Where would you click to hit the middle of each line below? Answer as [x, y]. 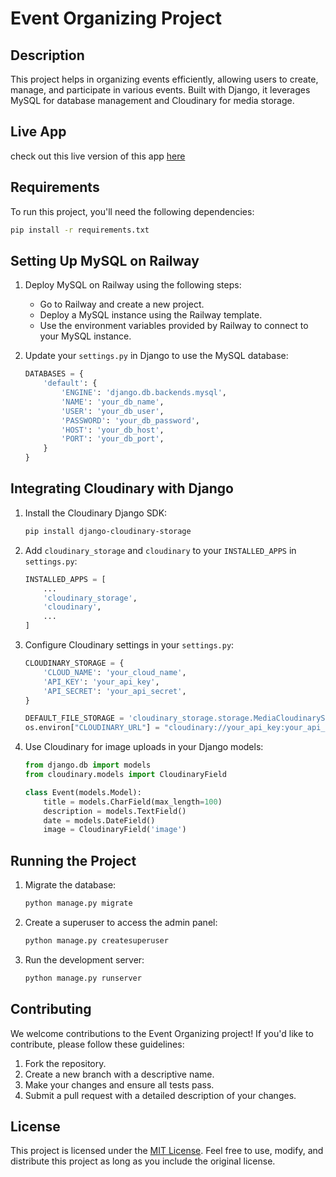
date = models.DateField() [99, 820]
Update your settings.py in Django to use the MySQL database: [156, 356]
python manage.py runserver [83, 978]
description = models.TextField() [115, 811]
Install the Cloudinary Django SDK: [96, 513]
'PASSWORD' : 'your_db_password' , [131, 420]
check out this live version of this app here [98, 156]
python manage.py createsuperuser [96, 940]
